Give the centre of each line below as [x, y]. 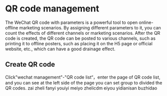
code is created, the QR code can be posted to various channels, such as [81, 38]
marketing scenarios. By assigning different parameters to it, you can [90, 27]
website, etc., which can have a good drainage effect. [60, 49]
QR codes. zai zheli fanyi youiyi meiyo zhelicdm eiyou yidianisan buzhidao [81, 88]
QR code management [52, 9]
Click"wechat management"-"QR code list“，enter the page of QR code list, [83, 77]
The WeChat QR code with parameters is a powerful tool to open [72, 22]
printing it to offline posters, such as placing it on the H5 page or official [79, 43]
